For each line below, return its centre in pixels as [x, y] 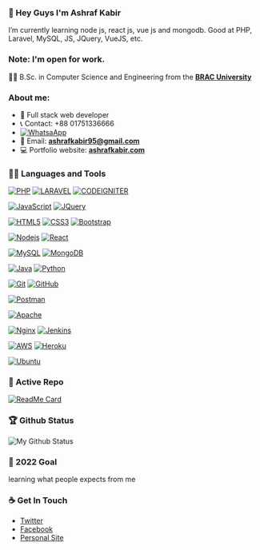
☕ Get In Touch [38, 500]
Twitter [32, 521]
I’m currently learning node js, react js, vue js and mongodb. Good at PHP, [130, 30]
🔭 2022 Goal [33, 461]
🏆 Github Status [41, 420]
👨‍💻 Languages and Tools [57, 173]
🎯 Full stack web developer [64, 114]
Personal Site [42, 538]
